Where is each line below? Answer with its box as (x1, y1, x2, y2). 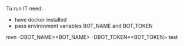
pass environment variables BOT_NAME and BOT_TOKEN (14, 23, 153, 29)
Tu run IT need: (6, 5, 43, 12)
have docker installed (14, 16, 67, 23)
